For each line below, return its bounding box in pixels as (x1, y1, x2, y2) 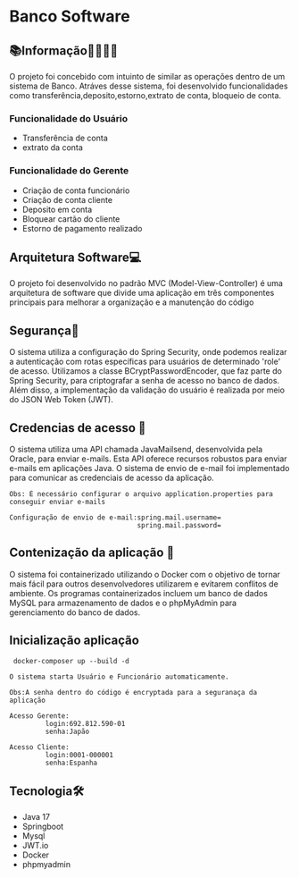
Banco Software (9, 6, 131, 27)
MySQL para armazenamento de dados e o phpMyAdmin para (9, 597, 237, 608)
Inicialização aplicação (9, 633, 140, 648)
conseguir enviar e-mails (9, 498, 105, 507)
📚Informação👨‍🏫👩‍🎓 (9, 43, 119, 58)
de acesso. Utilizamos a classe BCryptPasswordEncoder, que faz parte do (9, 366, 283, 376)
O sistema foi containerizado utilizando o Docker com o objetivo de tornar (9, 569, 281, 579)
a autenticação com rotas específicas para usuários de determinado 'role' (9, 356, 281, 367)
